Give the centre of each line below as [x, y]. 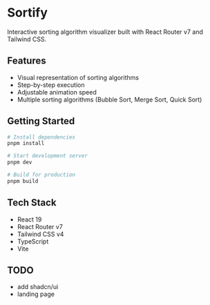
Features [27, 61]
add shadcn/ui [38, 287]
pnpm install [26, 144]
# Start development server [48, 156]
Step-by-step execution [51, 85]
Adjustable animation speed [57, 92]
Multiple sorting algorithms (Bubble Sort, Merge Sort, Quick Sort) [109, 99]
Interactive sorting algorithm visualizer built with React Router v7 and [105, 32]
